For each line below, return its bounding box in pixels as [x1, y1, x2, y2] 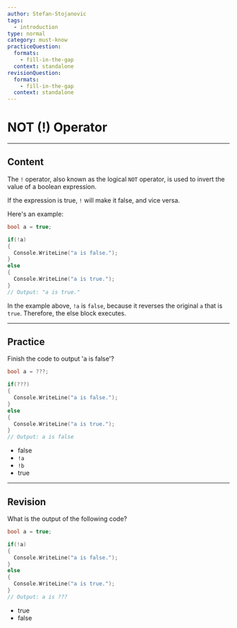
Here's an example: [7, 210, 63, 218]
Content [7, 156, 44, 168]
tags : [7, 17, 23, 24]
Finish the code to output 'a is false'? [7, 354, 114, 363]
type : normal [7, 30, 46, 37]
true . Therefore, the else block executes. [7, 308, 127, 318]
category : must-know [7, 37, 68, 44]
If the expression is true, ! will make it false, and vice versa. [7, 195, 181, 205]
